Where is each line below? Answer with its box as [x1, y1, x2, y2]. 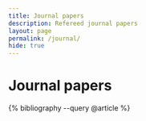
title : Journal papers [8, 11, 84, 20]
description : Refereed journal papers [8, 19, 138, 27]
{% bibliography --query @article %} [8, 103, 131, 113]
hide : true [8, 42, 45, 50]
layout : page [8, 27, 52, 35]
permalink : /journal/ [8, 34, 81, 43]
